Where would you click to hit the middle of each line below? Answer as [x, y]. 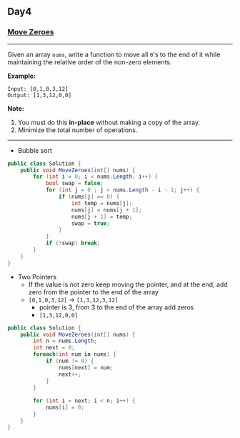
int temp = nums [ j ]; [102, 203]
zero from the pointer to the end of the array [94, 292]
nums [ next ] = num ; [86, 367]
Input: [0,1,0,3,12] [38, 89]
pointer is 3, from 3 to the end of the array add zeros [116, 307]
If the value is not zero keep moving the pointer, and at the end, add [128, 284]
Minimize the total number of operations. [77, 130]
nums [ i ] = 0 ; [65, 408]
